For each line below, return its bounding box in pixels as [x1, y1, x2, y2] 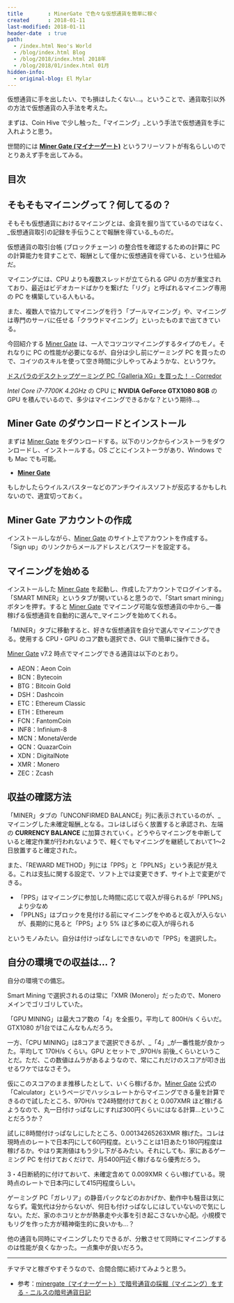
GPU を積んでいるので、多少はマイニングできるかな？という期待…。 [7, 395, 204, 403]
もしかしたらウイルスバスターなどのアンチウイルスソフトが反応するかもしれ [7, 483, 227, 492]
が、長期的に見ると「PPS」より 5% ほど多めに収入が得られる [17, 919, 195, 928]
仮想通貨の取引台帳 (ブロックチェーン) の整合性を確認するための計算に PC [7, 242, 221, 251]
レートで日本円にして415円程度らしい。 [25, 1178, 139, 1187]
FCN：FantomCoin [17, 716, 72, 725]
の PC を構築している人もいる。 [7, 292, 99, 301]
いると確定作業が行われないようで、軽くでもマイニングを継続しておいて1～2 [7, 837, 226, 845]
